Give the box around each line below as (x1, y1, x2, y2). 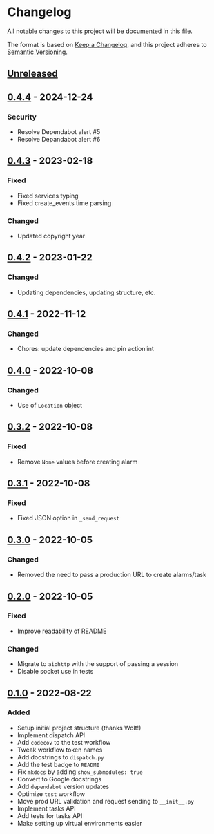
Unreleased (7, 68, 59, 79)
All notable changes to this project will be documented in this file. (7, 27, 193, 35)
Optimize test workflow (17, 789, 85, 798)
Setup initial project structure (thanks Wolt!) (17, 723, 142, 732)
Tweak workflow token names (17, 746, 103, 754)
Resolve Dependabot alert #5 (17, 128, 101, 136)
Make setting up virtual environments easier (17, 819, 143, 827)
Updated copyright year (17, 232, 86, 240)
